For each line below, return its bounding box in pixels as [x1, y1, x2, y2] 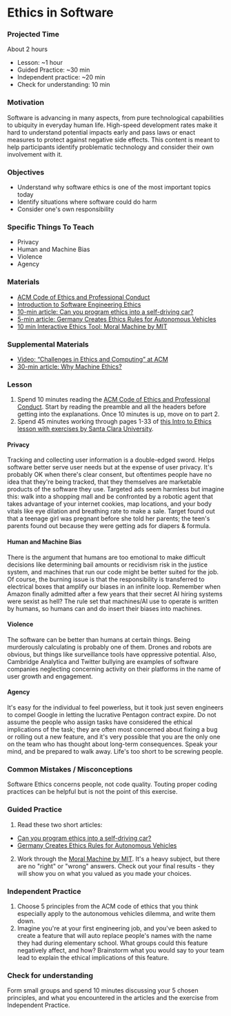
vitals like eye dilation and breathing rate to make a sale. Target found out [7, 507, 215, 516]
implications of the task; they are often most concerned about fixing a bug [7, 725, 218, 734]
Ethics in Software [7, 5, 114, 21]
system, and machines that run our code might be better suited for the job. [7, 567, 219, 576]
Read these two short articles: [17, 820, 103, 829]
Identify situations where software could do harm [17, 198, 157, 206]
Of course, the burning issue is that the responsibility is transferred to [7, 575, 205, 583]
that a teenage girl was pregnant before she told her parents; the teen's [7, 514, 210, 522]
